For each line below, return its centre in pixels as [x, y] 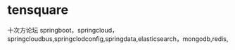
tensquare [38, 10]
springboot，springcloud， [79, 30]
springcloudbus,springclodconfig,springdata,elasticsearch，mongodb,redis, [118, 39]
